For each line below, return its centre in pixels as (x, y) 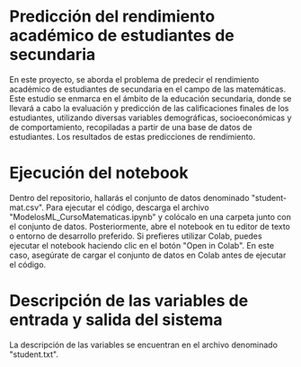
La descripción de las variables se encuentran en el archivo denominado (144, 345)
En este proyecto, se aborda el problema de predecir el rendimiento (134, 79)
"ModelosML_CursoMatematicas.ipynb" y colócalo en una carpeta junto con (150, 216)
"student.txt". (34, 354)
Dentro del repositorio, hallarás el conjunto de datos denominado (129, 197)
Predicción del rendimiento (112, 17)
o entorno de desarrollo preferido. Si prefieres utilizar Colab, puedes (136, 236)
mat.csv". (27, 207)
